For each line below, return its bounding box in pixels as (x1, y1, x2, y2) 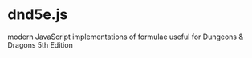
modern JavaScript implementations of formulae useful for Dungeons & (7, 32, 244, 41)
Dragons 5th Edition (7, 40, 73, 49)
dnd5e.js (7, 6, 68, 24)
